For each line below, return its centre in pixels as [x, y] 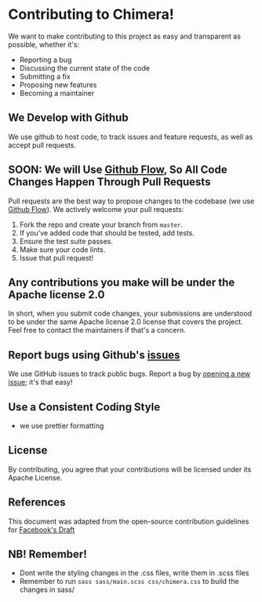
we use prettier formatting [62, 426]
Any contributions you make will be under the [122, 282]
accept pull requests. [42, 145]
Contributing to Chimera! [91, 15]
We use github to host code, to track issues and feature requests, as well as [131, 137]
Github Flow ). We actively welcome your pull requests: [96, 209]
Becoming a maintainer [57, 93]
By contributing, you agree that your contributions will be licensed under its [130, 469]
